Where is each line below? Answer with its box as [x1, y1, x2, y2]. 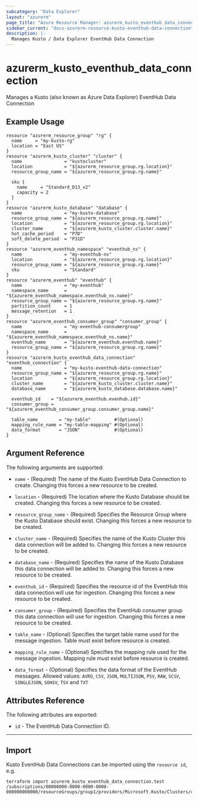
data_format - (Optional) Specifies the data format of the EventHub [14, 666, 177, 673]
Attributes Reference [6, 695, 85, 705]
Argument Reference [6, 448, 85, 458]
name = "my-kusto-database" [11, 210, 120, 216]
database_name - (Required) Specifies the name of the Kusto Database [14, 558, 184, 565]
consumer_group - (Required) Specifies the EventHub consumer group [14, 606, 183, 614]
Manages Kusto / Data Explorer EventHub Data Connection [11, 36, 154, 42]
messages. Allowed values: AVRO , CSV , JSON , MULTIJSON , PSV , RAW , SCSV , [14, 672, 181, 679]
